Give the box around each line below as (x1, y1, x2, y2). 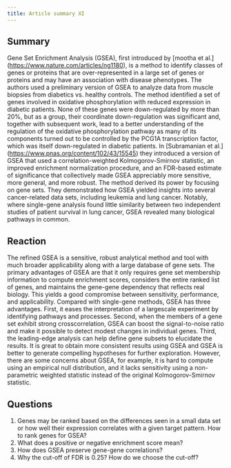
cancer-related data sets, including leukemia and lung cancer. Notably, (7, 193, 208, 202)
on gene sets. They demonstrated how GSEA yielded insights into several (7, 186, 216, 194)
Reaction (7, 235, 47, 247)
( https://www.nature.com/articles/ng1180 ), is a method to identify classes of (7, 61, 223, 70)
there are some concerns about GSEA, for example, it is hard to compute (7, 356, 214, 364)
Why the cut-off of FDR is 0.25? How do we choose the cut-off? (17, 454, 199, 462)
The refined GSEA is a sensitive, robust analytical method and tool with (7, 253, 209, 262)
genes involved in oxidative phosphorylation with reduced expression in (7, 98, 211, 106)
